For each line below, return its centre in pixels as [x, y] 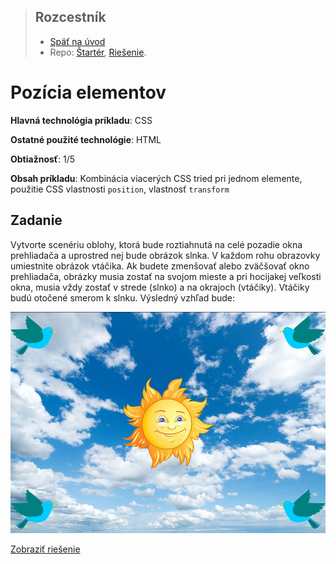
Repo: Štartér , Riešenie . [98, 52]
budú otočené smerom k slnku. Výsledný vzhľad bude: [122, 297]
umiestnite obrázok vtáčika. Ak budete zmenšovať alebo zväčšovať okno [160, 266]
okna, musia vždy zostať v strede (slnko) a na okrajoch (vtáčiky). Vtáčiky [160, 287]
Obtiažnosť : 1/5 [43, 159]
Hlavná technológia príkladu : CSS [81, 120]
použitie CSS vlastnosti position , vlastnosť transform [120, 189]
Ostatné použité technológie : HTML [86, 139]
